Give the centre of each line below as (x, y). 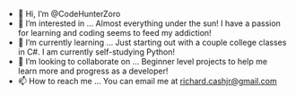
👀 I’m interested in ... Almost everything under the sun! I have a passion (149, 23)
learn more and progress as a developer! (93, 71)
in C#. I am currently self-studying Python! (96, 52)
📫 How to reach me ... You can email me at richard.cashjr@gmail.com (147, 81)
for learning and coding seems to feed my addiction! (115, 33)
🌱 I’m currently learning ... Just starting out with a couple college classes (152, 42)
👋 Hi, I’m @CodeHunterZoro (69, 14)
